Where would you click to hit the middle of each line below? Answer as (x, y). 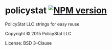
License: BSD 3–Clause (29, 43)
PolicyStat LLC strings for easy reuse (42, 24)
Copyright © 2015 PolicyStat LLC (38, 33)
